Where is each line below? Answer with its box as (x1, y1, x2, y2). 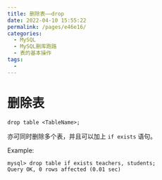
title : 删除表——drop (7, 10, 65, 18)
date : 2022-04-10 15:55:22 (7, 17, 87, 24)
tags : (7, 56, 23, 63)
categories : (7, 30, 42, 37)
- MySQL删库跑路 (13, 43, 58, 50)
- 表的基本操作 (13, 50, 52, 57)
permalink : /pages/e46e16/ (7, 23, 87, 30)
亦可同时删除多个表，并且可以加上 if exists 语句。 (7, 131, 157, 141)
